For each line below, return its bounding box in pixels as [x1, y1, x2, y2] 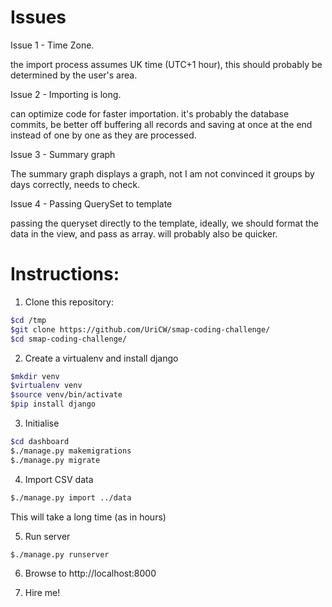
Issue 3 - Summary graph [10, 148, 116, 160]
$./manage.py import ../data [10, 492, 132, 503]
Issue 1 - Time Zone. [10, 39, 95, 51]
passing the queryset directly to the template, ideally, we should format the [10, 217, 320, 229]
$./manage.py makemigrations [10, 446, 132, 456]
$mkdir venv [10, 371, 60, 381]
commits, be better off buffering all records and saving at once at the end [10, 118, 313, 130]
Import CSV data [24, 473, 94, 485]
